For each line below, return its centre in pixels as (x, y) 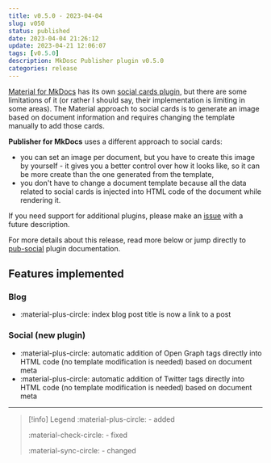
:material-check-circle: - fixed (77, 435)
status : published (39, 31)
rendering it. (40, 200)
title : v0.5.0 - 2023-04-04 (56, 16)
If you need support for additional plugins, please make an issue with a (126, 216)
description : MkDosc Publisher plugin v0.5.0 (86, 61)
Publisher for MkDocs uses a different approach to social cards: (116, 141)
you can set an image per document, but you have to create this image (138, 157)
